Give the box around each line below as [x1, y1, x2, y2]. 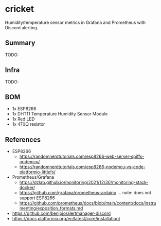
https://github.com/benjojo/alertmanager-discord [12, 210, 111, 216]
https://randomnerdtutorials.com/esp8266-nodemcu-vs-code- [19, 164, 146, 170]
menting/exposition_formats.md [19, 206, 83, 211]
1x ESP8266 [12, 106, 36, 112]
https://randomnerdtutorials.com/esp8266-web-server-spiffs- [19, 153, 144, 159]
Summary [5, 39, 36, 47]
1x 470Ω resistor [12, 121, 45, 127]
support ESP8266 [19, 195, 55, 201]
